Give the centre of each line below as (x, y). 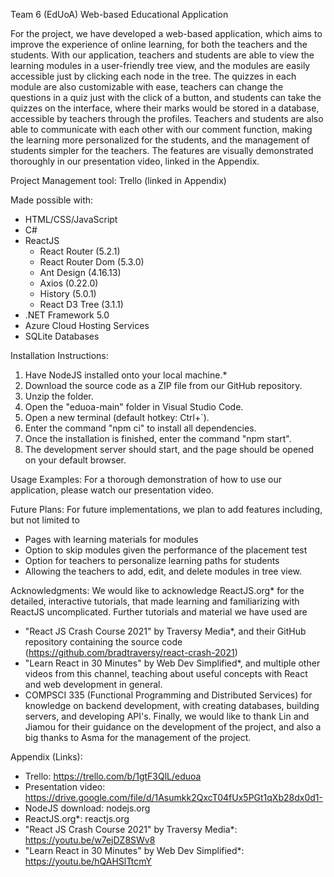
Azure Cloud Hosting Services (87, 325)
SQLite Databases (62, 336)
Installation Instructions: (59, 355)
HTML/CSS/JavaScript (71, 219)
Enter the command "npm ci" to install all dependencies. (140, 428)
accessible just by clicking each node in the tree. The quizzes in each (153, 76)
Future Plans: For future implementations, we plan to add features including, (166, 509)
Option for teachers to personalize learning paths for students (152, 560)
